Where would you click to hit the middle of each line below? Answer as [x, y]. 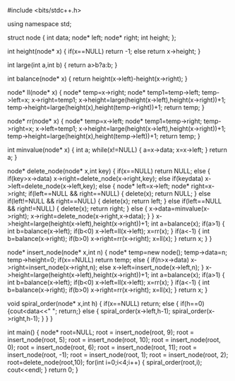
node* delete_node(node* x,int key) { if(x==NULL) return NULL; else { [109, 171]
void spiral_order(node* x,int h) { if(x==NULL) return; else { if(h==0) [106, 304]
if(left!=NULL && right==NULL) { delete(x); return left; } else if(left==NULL [115, 201]
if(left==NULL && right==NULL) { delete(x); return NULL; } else [119, 193]
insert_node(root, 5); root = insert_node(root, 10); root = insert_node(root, [114, 340]
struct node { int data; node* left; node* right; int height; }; [92, 37]
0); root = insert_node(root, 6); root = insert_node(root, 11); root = [102, 347]
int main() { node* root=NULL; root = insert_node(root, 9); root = [101, 332]
